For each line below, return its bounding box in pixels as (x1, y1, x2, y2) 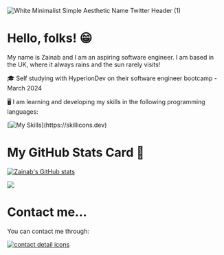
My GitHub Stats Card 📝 (7, 145, 145, 160)
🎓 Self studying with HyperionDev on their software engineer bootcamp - (7, 74, 218, 82)
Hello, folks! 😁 (7, 31, 93, 46)
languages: (7, 107, 39, 116)
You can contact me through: (7, 227, 89, 235)
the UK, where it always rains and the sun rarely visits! (7, 60, 161, 69)
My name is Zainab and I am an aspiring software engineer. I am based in (7, 53, 214, 61)
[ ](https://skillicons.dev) (7, 121, 107, 129)
